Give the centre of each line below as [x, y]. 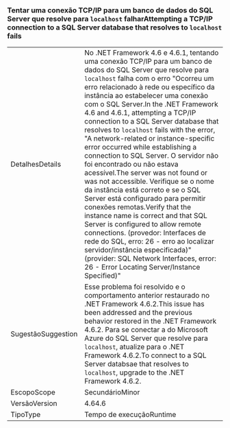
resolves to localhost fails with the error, [150, 130]
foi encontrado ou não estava [132, 165]
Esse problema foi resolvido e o [135, 287]
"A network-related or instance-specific [150, 139]
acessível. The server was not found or [146, 173]
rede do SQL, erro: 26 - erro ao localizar [149, 241]
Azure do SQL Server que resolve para [146, 338]
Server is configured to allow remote [143, 224]
